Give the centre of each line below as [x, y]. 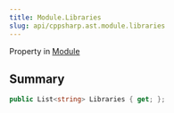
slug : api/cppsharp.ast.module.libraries [87, 26]
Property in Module [45, 51]
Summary [37, 79]
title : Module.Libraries [55, 17]
